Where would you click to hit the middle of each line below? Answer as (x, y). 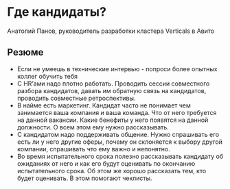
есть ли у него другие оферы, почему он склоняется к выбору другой (120, 142)
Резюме (25, 52)
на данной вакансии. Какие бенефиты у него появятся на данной (113, 120)
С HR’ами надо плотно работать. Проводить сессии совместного (113, 84)
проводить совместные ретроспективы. (76, 98)
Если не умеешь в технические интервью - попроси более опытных (117, 68)
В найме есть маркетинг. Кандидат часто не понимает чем (104, 105)
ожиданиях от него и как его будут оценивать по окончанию (106, 163)
